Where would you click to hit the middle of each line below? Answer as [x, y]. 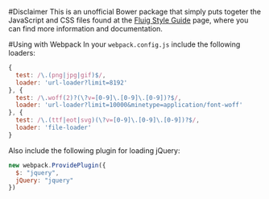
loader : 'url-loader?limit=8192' [72, 83]
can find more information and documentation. [86, 29]
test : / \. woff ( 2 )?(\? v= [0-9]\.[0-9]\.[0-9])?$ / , [99, 97]
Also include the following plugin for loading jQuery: [94, 150]
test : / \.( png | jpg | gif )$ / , [61, 75]
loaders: [22, 53]
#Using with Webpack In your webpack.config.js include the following [124, 44]
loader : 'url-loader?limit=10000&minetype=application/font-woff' [129, 105]
